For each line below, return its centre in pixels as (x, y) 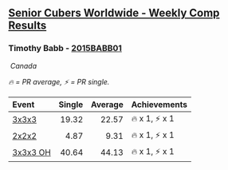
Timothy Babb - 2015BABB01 (65, 49)
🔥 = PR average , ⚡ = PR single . (59, 81)
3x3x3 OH (32, 152)
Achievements (159, 105)
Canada (24, 65)
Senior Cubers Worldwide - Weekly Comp (114, 13)
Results (28, 26)
